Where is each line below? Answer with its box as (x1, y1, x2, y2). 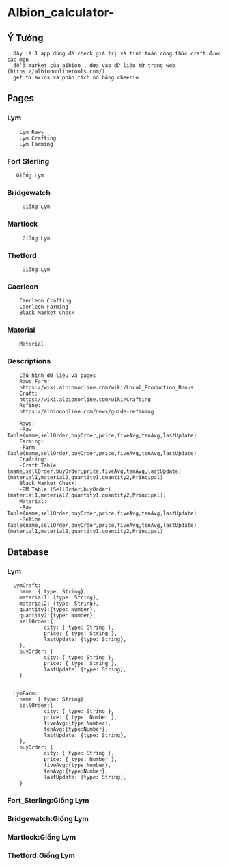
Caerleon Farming (19, 303, 69, 311)
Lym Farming (19, 140, 53, 148)
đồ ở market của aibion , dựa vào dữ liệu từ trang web (13, 62, 175, 69)
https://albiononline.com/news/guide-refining (19, 408, 154, 415)
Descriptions (7, 357, 51, 366)
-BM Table (19, 486, 48, 493)
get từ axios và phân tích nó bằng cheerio (13, 74, 139, 81)
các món (7, 56, 29, 63)
